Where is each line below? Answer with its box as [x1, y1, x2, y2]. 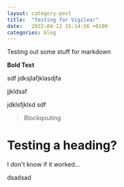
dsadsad [7, 173, 32, 182]
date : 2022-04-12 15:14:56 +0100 [7, 23, 108, 29]
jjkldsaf [7, 87, 27, 96]
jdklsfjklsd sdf [7, 100, 46, 109]
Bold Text [7, 61, 35, 69]
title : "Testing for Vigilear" [7, 16, 99, 23]
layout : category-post [7, 10, 72, 17]
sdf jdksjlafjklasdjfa [7, 74, 61, 83]
